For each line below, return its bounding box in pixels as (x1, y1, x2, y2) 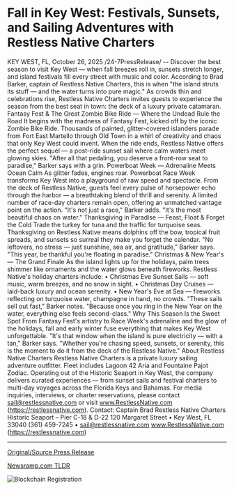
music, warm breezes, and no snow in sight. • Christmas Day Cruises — (7, 280, 214, 288)
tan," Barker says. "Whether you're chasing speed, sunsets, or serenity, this (7, 339, 224, 347)
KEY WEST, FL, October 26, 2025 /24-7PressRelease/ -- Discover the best (7, 57, 221, 66)
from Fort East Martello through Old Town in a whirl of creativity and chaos (7, 131, 221, 140)
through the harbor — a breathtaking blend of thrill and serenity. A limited (7, 190, 218, 199)
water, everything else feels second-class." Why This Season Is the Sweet (7, 309, 220, 318)
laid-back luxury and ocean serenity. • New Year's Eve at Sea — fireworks (7, 287, 221, 296)
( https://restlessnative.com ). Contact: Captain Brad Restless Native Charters (7, 406, 226, 414)
